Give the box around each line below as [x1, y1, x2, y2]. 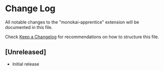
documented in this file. [5, 24, 53, 30]
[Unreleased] [5, 48, 47, 56]
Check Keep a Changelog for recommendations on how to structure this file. [5, 34, 160, 40]
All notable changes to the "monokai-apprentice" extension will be [5, 19, 139, 25]
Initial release [12, 61, 39, 67]
